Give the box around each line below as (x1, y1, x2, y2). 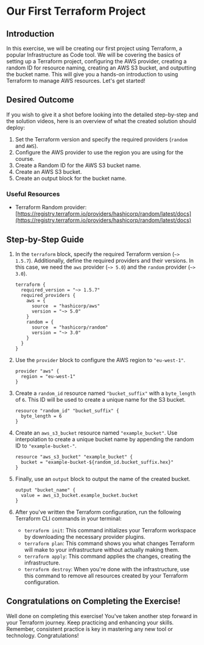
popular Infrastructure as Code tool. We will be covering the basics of (6, 51, 181, 59)
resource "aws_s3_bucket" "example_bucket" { (15, 454, 133, 460)
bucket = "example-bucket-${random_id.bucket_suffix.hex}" (21, 459, 174, 465)
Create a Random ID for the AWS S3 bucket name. (15, 162, 141, 169)
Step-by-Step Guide (6, 234, 84, 244)
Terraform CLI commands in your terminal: (15, 515, 122, 522)
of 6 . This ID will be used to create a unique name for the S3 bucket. (15, 396, 186, 403)
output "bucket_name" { (15, 486, 76, 493)
